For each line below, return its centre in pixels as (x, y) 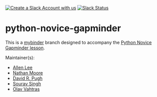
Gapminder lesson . (25, 48)
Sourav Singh (27, 83)
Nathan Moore (28, 73)
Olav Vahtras (26, 89)
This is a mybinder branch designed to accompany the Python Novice (78, 42)
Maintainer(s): (20, 57)
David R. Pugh (28, 78)
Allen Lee (22, 67)
